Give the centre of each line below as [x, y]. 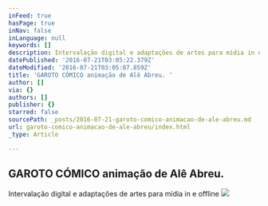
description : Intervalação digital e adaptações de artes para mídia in [132, 53]
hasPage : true [32, 23]
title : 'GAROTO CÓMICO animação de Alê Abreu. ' [91, 75]
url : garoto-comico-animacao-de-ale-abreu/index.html [100, 127]
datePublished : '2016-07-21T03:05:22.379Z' [82, 61]
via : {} [21, 90]
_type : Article [33, 134]
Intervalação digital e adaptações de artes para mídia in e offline [114, 194]
